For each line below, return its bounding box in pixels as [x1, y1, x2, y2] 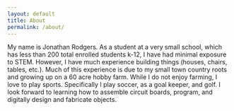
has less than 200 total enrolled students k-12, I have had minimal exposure [7, 50, 227, 59]
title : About [7, 17, 46, 24]
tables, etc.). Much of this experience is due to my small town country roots [7, 65, 228, 74]
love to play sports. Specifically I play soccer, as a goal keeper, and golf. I [7, 81, 221, 89]
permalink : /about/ [7, 23, 65, 30]
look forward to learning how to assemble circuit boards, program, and [7, 88, 213, 96]
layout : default [7, 10, 55, 18]
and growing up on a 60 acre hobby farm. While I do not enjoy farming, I [7, 73, 218, 81]
